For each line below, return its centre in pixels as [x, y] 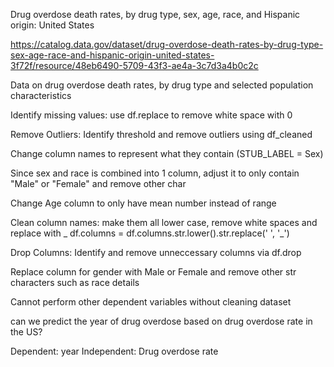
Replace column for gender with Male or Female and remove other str [153, 272]
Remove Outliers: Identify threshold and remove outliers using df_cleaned [161, 134]
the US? [26, 332]
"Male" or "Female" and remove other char [98, 183]
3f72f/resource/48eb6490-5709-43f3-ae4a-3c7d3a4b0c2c [134, 65]
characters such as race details [75, 282]
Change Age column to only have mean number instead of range [143, 203]
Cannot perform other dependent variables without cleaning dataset [151, 302]
